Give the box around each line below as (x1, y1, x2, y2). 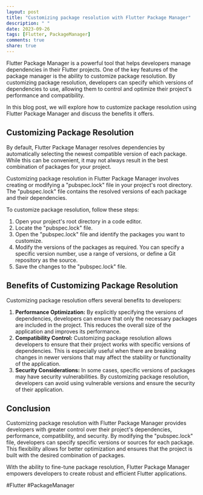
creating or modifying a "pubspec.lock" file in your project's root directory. (6, 181, 193, 188)
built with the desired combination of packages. (6, 452, 125, 459)
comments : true (6, 37, 45, 43)
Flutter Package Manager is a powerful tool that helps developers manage (6, 59, 191, 67)
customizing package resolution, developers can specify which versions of (6, 78, 193, 86)
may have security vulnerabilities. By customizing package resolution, (15, 373, 190, 380)
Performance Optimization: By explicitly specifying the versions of (15, 308, 184, 316)
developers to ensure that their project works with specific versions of (15, 341, 191, 348)
